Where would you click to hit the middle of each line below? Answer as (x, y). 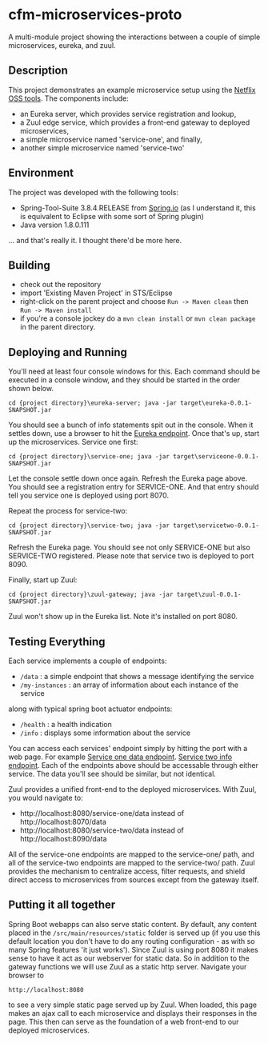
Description (38, 71)
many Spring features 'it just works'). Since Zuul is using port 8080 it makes (133, 949)
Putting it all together (62, 905)
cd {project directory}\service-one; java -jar (89, 457)
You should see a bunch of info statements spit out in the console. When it (131, 425)
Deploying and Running (68, 352)
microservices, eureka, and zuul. (62, 45)
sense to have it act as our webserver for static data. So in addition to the (129, 958)
